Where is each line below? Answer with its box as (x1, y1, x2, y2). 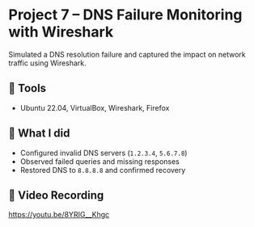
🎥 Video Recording (8, 188, 104, 202)
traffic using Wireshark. (8, 58, 87, 68)
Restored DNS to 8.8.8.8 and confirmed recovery (19, 165, 186, 174)
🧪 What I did (8, 127, 70, 141)
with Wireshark (8, 23, 114, 41)
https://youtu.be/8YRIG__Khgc (8, 210, 110, 220)
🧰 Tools (8, 82, 47, 95)
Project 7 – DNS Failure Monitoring (8, 6, 243, 24)
